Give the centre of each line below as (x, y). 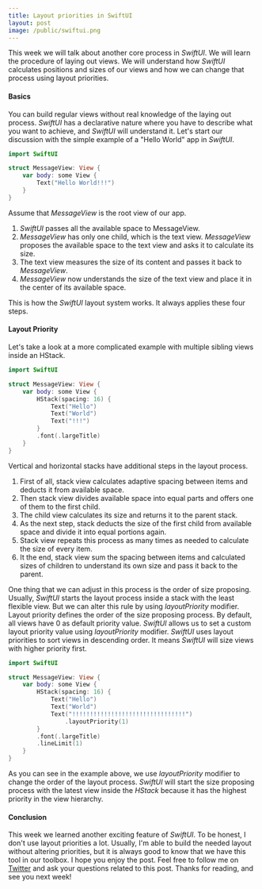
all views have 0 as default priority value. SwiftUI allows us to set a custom (130, 623)
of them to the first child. (60, 506)
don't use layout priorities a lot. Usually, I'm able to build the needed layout (130, 843)
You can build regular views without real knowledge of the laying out (120, 114)
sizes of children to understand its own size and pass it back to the (129, 565)
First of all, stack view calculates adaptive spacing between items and (133, 481)
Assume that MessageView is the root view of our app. (97, 213)
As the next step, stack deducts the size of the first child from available (135, 523)
